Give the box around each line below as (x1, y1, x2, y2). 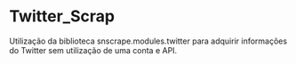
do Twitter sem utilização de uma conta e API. (9, 44, 178, 55)
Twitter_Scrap (9, 6, 116, 27)
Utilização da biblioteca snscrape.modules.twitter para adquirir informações (9, 36, 287, 46)
